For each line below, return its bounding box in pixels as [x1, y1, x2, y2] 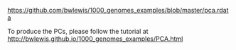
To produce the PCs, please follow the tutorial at [7, 27, 149, 35]
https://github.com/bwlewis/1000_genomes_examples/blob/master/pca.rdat [7, 6, 229, 14]
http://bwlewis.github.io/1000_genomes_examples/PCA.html [7, 35, 183, 43]
